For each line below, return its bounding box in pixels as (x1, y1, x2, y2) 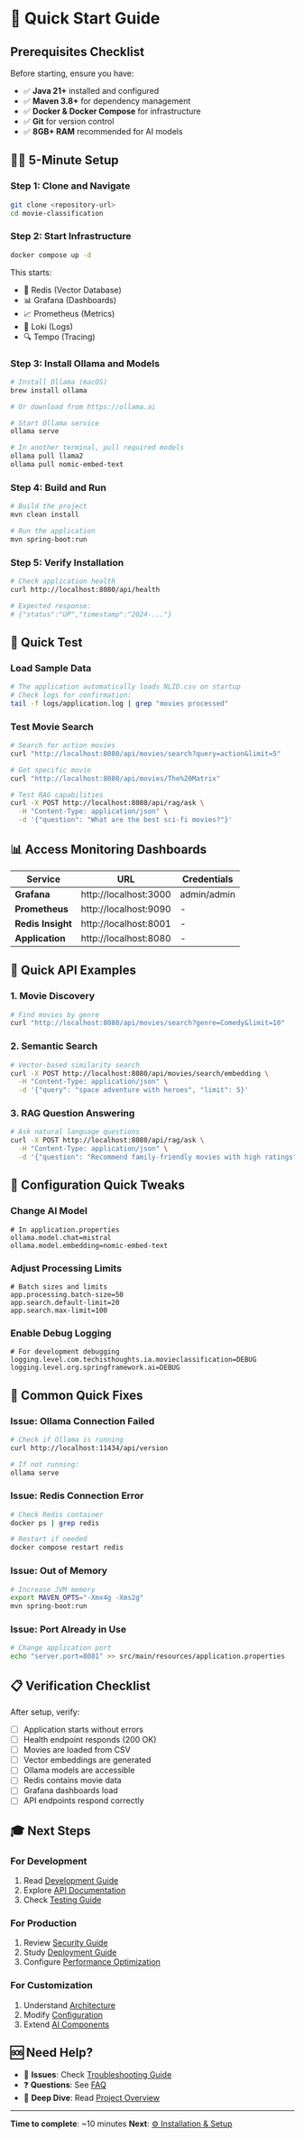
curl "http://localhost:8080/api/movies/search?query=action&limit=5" (10, 749, 281, 758)
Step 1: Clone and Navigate (10, 180, 131, 192)
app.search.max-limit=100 (10, 1306, 107, 1315)
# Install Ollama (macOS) (10, 377, 107, 386)
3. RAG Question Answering (10, 1107, 135, 1120)
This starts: (10, 266, 52, 278)
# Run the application (10, 526, 96, 535)
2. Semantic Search (10, 1040, 98, 1052)
